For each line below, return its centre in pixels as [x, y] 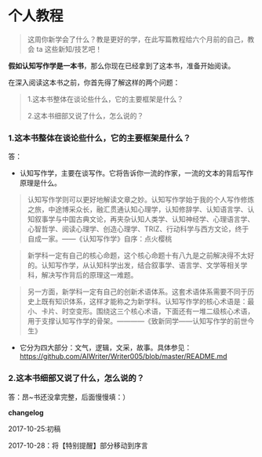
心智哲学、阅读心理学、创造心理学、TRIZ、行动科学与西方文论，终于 [138, 229]
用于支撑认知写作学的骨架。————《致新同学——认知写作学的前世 [137, 321]
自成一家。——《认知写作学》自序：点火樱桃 [100, 239]
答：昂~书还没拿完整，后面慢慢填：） [69, 397]
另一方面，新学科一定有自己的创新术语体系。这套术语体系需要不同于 [137, 292]
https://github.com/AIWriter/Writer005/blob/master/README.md [123, 357]
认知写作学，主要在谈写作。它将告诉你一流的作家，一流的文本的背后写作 [136, 173]
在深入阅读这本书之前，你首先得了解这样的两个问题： [94, 82]
